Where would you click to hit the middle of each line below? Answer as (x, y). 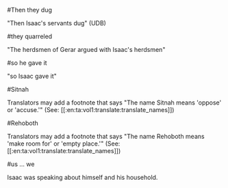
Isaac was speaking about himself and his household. (83, 177)
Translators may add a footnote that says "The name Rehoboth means (106, 136)
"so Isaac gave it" (32, 76)
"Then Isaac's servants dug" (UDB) (56, 23)
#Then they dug (30, 10)
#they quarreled (30, 36)
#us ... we (21, 164)
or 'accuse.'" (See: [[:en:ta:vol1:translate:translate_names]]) (91, 110)
